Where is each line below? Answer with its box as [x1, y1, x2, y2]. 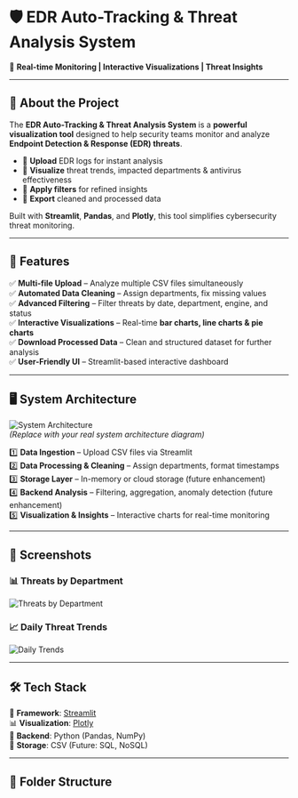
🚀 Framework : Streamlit [9, 708, 97, 719]
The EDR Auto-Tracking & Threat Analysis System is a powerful [9, 119, 247, 130]
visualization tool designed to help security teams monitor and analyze [9, 128, 271, 139]
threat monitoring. [9, 220, 75, 230]
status [9, 308, 33, 318]
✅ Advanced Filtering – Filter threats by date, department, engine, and [9, 297, 269, 308]
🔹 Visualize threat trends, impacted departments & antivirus [21, 165, 242, 175]
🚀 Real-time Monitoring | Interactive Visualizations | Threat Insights [9, 61, 263, 72]
